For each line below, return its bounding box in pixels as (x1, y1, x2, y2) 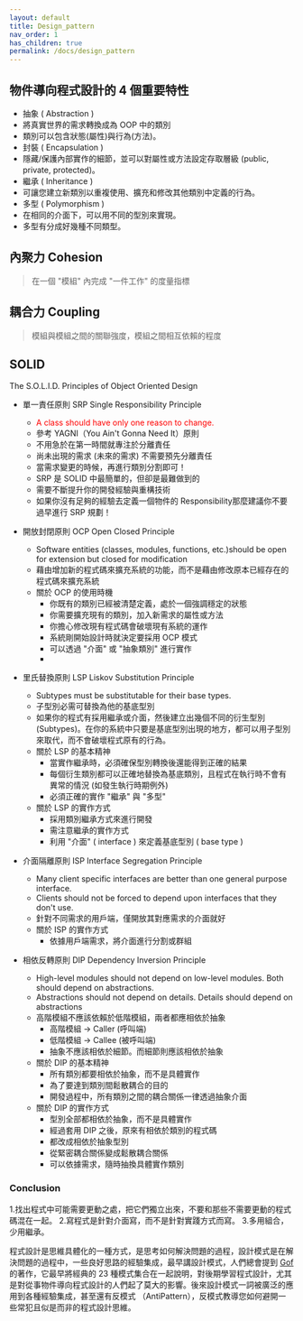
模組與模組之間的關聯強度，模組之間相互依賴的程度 (31, 330, 222, 341)
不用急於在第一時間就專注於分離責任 (35, 439, 171, 450)
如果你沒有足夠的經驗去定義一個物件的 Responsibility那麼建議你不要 (35, 495, 289, 506)
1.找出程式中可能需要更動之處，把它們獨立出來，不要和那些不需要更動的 (9, 1204, 276, 1215)
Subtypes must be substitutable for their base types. (35, 690, 232, 701)
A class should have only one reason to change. (35, 417, 215, 429)
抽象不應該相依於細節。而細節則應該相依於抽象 (49, 1046, 224, 1057)
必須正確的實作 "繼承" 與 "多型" (49, 791, 167, 802)
